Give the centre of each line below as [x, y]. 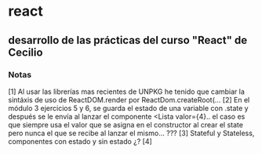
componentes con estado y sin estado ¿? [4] [80, 141]
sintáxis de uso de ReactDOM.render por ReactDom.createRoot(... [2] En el [129, 99]
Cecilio [25, 52]
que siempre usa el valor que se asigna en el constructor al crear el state [126, 124]
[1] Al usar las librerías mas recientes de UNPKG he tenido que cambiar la [127, 91]
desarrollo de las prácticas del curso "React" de [128, 40]
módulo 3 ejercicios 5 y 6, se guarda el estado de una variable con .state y [128, 108]
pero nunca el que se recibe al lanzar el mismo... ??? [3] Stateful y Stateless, [131, 133]
